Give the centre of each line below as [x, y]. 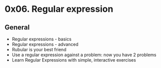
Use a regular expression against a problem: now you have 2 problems [84, 55]
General [17, 27]
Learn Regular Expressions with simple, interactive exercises [74, 60]
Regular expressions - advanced [45, 44]
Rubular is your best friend [39, 50]
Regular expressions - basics [41, 39]
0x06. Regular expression [59, 9]
